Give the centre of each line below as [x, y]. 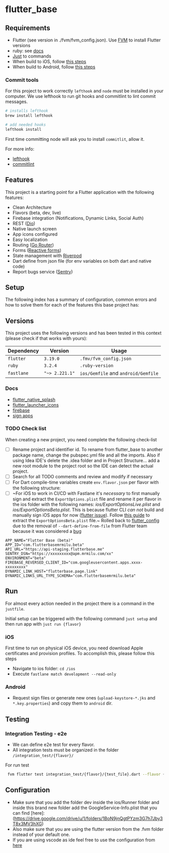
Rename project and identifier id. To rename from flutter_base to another [88, 449]
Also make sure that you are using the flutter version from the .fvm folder [88, 829]
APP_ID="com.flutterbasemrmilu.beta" [45, 545]
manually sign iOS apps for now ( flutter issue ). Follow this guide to [81, 515]
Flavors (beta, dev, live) [37, 213]
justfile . [15, 609]
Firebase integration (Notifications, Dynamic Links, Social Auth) [78, 218]
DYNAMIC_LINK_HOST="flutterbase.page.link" [52, 572]
